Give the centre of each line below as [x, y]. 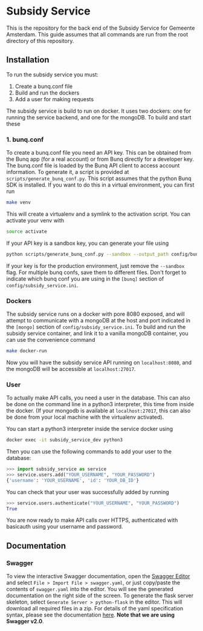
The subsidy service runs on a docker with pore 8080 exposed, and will [96, 314]
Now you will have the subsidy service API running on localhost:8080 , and [99, 362]
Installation [28, 60]
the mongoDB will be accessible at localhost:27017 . [71, 369]
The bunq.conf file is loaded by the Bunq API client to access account [93, 165]
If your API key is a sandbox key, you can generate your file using [88, 243]
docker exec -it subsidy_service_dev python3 [64, 440]
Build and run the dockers [47, 93]
